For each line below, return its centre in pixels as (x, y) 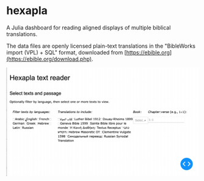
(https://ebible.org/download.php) (49, 59)
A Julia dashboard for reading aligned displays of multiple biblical (89, 28)
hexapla (27, 11)
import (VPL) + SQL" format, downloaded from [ (67, 52)
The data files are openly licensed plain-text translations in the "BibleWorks (101, 46)
